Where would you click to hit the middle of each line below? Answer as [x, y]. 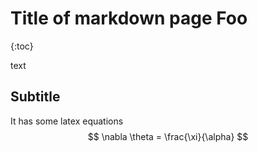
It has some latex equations [67, 121]
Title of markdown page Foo [129, 18]
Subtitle [35, 97]
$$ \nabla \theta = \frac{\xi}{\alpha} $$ [168, 136]
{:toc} [22, 46]
